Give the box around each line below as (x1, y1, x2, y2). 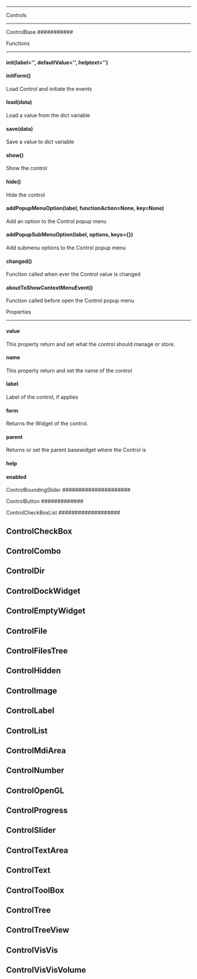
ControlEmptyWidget (6, 606, 86, 616)
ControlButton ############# (6, 498, 84, 505)
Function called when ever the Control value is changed (6, 271, 141, 278)
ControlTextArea (6, 845, 69, 855)
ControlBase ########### (6, 29, 73, 35)
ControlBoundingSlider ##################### (6, 487, 131, 494)
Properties (6, 309, 32, 316)
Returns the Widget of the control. (6, 420, 89, 427)
